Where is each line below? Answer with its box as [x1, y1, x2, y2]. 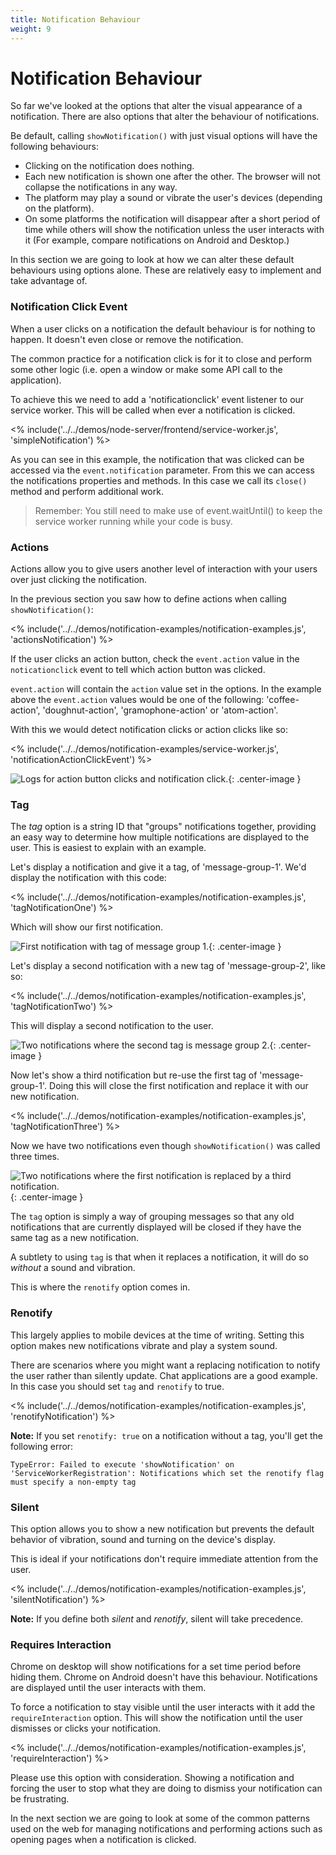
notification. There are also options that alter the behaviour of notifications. [10, 111, 320, 123]
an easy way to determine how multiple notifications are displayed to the [10, 831, 310, 843]
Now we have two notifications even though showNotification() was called [10, 1140, 321, 1152]
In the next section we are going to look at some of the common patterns [10, 1812, 311, 1825]
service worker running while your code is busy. [34, 515, 233, 527]
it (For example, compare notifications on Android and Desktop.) [24, 234, 290, 246]
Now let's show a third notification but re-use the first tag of [10, 1069, 258, 1081]
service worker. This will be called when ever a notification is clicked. [10, 404, 296, 416]
